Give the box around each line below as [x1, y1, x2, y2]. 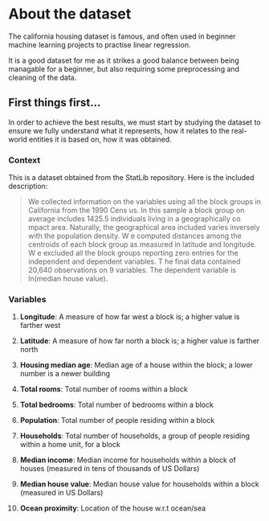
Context [8, 154, 41, 166]
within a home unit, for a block [19, 440, 120, 449]
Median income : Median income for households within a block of [19, 455, 237, 465]
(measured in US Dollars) [19, 488, 104, 498]
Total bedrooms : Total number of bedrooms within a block [19, 400, 214, 410]
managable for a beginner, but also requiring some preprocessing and [8, 64, 239, 73]
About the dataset [8, 5, 132, 23]
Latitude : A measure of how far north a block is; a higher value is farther [19, 336, 260, 346]
